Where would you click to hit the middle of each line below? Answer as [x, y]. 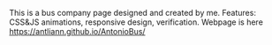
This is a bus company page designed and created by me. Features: [132, 13]
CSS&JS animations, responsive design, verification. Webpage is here [136, 22]
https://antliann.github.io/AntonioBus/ [77, 31]
